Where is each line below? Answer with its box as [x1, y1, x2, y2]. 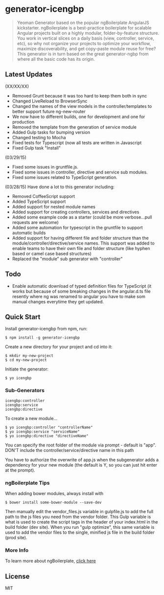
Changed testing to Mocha [12, 134, 66, 140]
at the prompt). [5, 467, 35, 473]
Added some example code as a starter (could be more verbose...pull [12, 214, 152, 220]
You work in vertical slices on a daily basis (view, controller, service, [17, 35, 154, 41]
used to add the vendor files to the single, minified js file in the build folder [5, 529, 155, 535]
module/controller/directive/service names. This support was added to [12, 240, 155, 246]
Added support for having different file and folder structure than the [12, 235, 149, 241]
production [12, 119, 35, 124]
